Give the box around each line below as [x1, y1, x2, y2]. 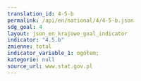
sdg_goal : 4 [7, 23, 42, 30]
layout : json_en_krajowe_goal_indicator [7, 30, 128, 37]
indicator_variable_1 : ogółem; [7, 50, 99, 57]
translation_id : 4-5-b [7, 10, 74, 18]
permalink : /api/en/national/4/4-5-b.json [7, 17, 134, 24]
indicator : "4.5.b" [7, 37, 65, 44]
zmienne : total [7, 43, 52, 50]
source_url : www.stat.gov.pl [7, 63, 93, 70]
